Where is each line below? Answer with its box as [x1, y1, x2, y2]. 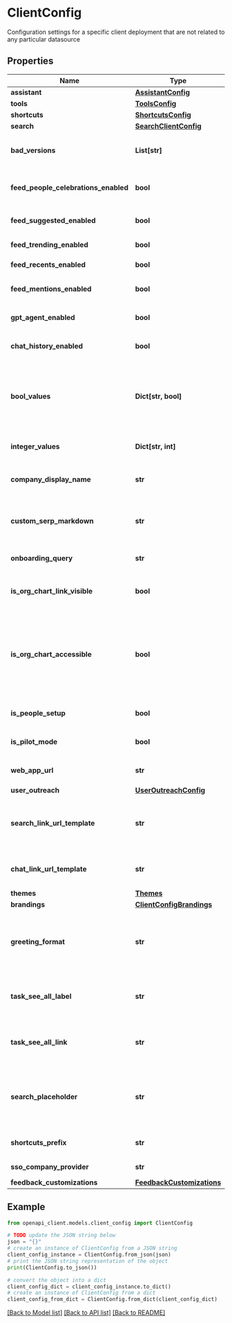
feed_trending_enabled [10, 240, 88, 249]
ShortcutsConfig [135, 109, 191, 119]
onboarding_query [10, 553, 73, 562]
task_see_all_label [10, 991, 72, 1001]
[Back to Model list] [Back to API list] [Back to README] [7, 1308, 166, 1317]
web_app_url [10, 765, 54, 775]
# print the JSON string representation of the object [7, 1257, 168, 1265]
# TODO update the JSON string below [7, 1232, 116, 1239]
